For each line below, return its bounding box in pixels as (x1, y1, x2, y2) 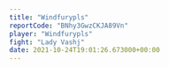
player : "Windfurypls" (9, 29, 93, 38)
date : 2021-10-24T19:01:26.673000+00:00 (9, 46, 161, 55)
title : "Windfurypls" (9, 12, 89, 22)
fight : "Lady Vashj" (9, 37, 86, 47)
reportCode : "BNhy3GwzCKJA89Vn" (9, 21, 128, 30)
